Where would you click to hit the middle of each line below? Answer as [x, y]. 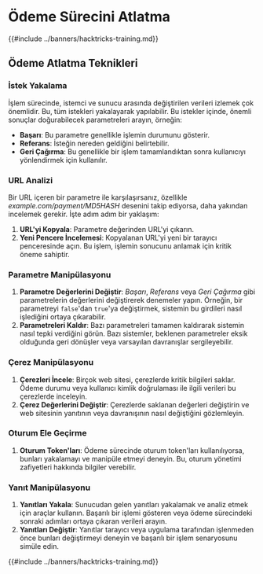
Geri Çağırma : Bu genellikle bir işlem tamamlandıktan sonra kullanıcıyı [132, 151]
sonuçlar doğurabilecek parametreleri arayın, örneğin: [95, 120]
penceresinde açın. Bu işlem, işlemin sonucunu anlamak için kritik [125, 246]
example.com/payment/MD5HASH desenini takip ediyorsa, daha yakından [128, 205]
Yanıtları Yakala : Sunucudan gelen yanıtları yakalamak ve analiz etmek [134, 505]
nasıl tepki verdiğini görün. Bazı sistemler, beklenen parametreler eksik [133, 333]
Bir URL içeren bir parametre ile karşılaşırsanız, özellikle [98, 197]
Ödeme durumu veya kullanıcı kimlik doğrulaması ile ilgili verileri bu [128, 388]
